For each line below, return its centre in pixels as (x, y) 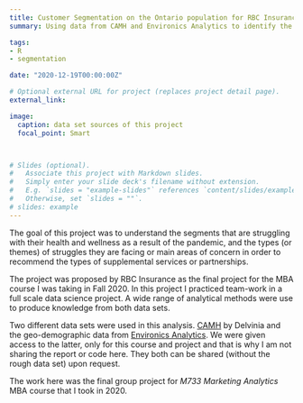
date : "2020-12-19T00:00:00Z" (66, 76)
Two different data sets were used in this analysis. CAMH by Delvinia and (145, 325)
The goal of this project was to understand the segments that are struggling (150, 233)
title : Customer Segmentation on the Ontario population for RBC (134, 18)
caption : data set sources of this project (100, 124)
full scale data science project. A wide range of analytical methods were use (151, 298)
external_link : (38, 100)
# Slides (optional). (50, 165)
